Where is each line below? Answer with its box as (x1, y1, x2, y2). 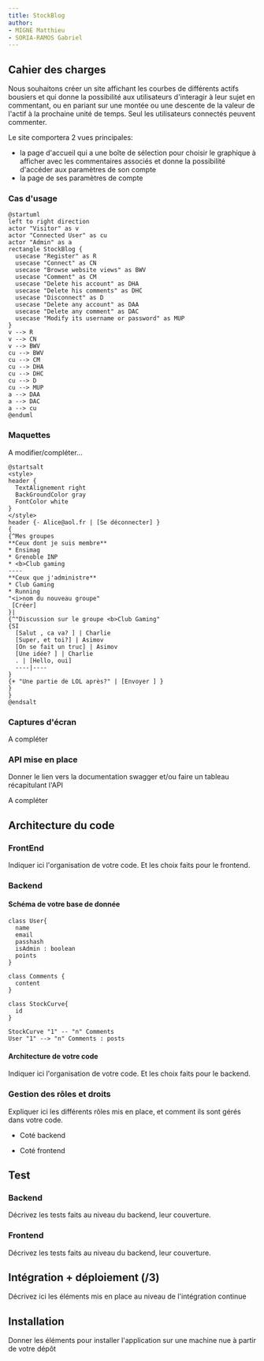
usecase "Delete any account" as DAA (15, 301, 139, 309)
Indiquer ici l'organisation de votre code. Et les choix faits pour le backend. (8, 1069, 251, 1079)
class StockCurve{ (8, 1001, 69, 1008)
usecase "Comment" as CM (15, 273, 97, 281)
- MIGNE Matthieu (8, 26, 65, 34)
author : (8, 19, 34, 27)
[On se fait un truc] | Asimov (15, 643, 118, 650)
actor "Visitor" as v (8, 224, 80, 233)
